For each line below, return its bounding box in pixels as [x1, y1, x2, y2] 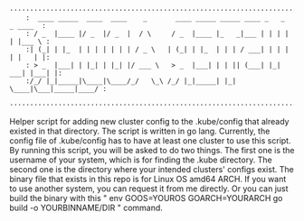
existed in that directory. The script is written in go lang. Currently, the [9, 125, 271, 136]
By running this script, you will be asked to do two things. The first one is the [9, 145, 295, 155]
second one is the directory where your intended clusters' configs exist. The [9, 164, 294, 174]
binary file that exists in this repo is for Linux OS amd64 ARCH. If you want [9, 174, 287, 184]
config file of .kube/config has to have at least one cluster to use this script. [9, 135, 291, 146]
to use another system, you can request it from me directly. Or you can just [9, 183, 289, 194]
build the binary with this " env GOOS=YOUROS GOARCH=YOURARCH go [9, 193, 283, 203]
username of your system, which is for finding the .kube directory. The [9, 154, 273, 165]
